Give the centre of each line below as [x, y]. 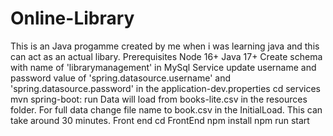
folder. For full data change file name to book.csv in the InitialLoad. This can [166, 109]
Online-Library [72, 18]
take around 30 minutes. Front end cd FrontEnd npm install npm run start [160, 120]
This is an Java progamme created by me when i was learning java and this [165, 46]
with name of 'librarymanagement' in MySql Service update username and [163, 67]
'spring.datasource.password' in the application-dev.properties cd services [165, 88]
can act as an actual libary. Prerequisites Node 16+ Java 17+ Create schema [166, 56]
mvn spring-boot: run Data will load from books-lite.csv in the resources [159, 99]
